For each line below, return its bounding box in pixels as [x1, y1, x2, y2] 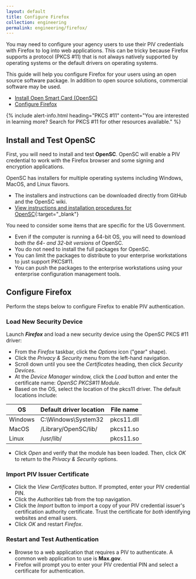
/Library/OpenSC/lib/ [40, 425, 98, 433]
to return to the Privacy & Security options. [14, 456, 118, 463]
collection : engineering [6, 19, 67, 25]
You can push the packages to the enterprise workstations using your [14, 264, 183, 272]
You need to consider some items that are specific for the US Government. [6, 222, 186, 229]
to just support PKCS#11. [14, 258, 74, 265]
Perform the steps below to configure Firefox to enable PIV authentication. [6, 303, 185, 310]
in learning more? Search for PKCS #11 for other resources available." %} [6, 118, 181, 126]
